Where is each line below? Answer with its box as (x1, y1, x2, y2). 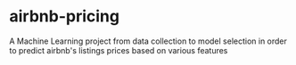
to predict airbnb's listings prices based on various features (9, 45, 228, 55)
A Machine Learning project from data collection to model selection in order (9, 36, 288, 46)
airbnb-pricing (9, 6, 120, 27)
